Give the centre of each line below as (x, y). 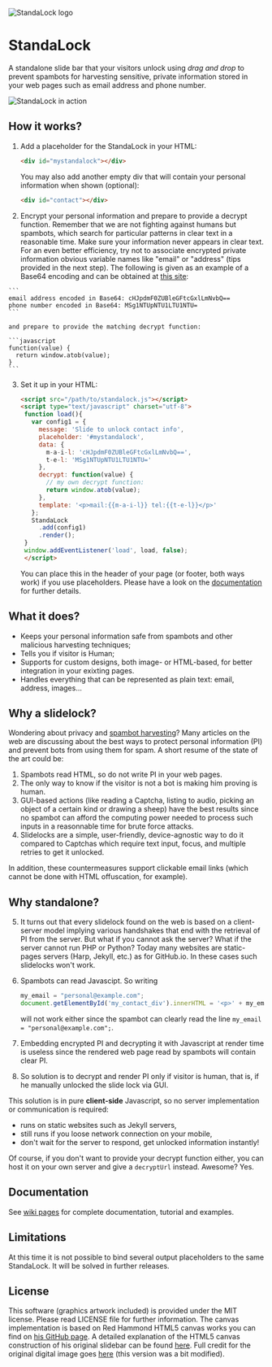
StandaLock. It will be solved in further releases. (89, 1265)
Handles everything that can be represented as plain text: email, (127, 679)
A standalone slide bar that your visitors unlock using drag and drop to (127, 67)
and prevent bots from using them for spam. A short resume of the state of (133, 750)
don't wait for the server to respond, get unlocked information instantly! (140, 1142)
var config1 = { (59, 422)
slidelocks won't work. (58, 965)
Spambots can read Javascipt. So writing (89, 981)
